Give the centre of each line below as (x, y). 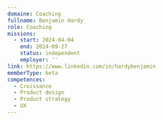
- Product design (39, 92)
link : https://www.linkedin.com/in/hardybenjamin (82, 66)
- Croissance (33, 86)
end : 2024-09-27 (44, 47)
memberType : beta (33, 73)
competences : (26, 79)
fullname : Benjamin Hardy (45, 20)
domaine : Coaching (34, 14)
